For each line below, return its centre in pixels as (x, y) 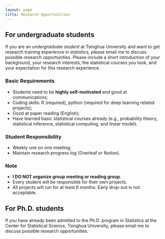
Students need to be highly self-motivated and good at (70, 92)
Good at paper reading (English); (46, 113)
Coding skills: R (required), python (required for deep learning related (83, 102)
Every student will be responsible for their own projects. (70, 182)
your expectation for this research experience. (53, 68)
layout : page (19, 10)
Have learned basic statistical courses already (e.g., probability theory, (85, 118)
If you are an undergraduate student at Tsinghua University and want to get (83, 47)
